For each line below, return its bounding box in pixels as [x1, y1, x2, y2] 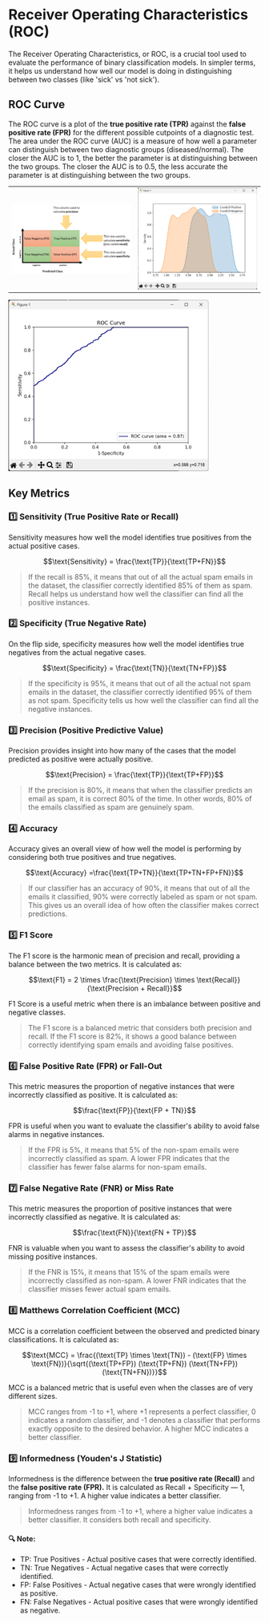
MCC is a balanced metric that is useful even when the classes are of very [8, 1383, 254, 1392]
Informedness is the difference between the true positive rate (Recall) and [8, 1473, 255, 1483]
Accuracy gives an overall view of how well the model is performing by [8, 844, 242, 854]
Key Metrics [8, 487, 70, 500]
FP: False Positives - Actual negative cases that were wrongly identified [19, 1580, 256, 1590]
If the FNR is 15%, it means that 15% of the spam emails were [27, 1267, 231, 1277]
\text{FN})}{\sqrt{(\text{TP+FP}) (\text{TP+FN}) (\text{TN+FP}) [30, 1359, 239, 1368]
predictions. [27, 909, 68, 918]
